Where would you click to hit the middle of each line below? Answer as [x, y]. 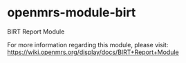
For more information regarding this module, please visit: [88, 45]
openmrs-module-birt [72, 13]
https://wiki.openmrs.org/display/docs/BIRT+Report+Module [93, 52]
